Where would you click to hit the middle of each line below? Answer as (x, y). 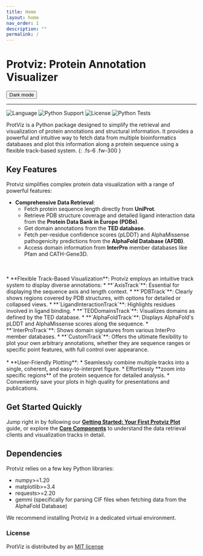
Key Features (32, 169)
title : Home (21, 12)
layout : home (23, 18)
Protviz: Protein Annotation (76, 65)
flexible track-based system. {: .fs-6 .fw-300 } (64, 151)
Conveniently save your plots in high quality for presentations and (88, 381)
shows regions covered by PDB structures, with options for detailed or (94, 298)
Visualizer (32, 77)
